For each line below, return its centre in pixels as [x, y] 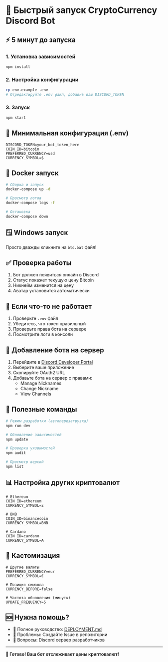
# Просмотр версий [25, 462]
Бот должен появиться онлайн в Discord [56, 275]
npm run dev [18, 426]
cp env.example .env [27, 90]
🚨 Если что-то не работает [49, 306]
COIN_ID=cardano [22, 536]
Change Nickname [39, 389]
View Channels [36, 394]
